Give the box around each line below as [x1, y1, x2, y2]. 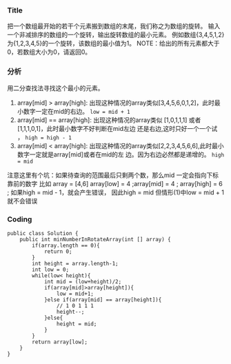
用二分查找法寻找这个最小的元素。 [7, 83, 104, 92]
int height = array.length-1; [32, 260, 119, 267]
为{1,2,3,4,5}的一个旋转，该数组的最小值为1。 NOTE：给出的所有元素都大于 [7, 39, 220, 48]
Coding [7, 214, 32, 224]
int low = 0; [32, 266, 70, 273]
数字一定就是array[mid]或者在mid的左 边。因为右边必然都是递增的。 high [17, 150, 225, 159]
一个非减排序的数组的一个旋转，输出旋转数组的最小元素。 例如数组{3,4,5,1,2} [7, 30, 225, 39]
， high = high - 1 [17, 133, 72, 141]
